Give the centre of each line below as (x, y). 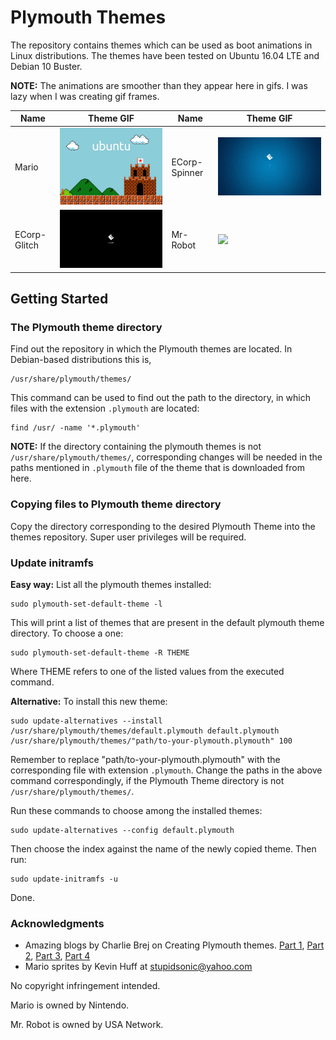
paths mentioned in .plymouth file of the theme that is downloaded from (157, 468)
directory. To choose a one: (67, 633)
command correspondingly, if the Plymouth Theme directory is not (147, 780)
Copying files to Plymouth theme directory (116, 504)
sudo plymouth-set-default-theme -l (86, 604)
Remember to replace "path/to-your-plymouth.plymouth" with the (145, 759)
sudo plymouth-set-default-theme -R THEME (100, 652)
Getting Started (59, 299)
